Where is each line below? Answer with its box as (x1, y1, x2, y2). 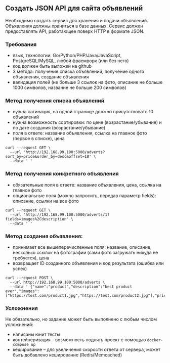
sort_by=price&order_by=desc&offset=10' (5, 154, 92, 159)
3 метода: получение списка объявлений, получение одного (12, 68, 144, 75)
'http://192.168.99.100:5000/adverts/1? (23, 212, 110, 217)
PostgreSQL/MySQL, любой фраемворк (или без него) (12, 58, 129, 64)
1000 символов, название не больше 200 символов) (12, 84, 126, 90)
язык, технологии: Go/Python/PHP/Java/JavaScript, (12, 53, 122, 59)
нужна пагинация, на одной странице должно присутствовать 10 (12, 109, 153, 115)
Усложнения (5, 304, 38, 311)
